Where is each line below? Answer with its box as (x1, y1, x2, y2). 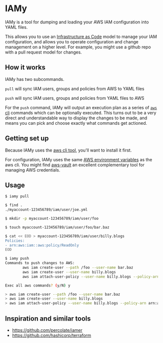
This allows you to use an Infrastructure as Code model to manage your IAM (5, 34, 157, 39)
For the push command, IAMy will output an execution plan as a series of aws (5, 104, 157, 110)
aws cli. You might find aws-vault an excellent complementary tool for (5, 162, 145, 168)
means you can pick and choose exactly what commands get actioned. (5, 120, 147, 126)
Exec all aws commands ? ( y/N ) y (5, 283, 70, 288)
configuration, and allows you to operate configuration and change (5, 38, 139, 44)
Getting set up (5, 134, 49, 143)
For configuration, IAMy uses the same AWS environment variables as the (5, 156, 152, 162)
